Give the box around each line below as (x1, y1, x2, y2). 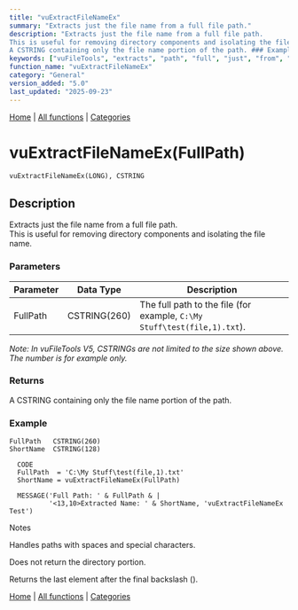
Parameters (9, 261, 60, 273)
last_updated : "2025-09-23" (9, 87, 114, 96)
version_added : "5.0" (9, 79, 90, 88)
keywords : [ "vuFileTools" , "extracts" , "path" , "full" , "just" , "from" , (9, 54, 284, 63)
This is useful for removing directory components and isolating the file (9, 229, 266, 239)
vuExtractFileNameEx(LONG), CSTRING (9, 172, 145, 181)
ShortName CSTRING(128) (9, 445, 101, 454)
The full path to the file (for (139, 298, 252, 310)
